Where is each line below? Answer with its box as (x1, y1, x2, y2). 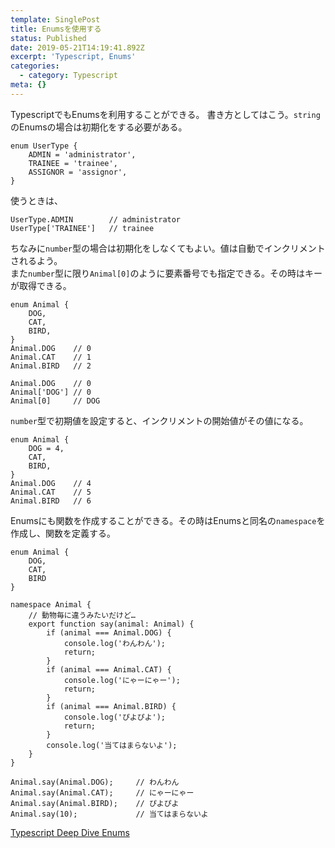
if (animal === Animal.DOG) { (46, 627, 172, 638)
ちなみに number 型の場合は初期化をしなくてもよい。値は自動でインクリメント (10, 242, 326, 254)
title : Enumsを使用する (10, 24, 102, 34)
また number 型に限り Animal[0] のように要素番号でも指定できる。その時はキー (10, 267, 323, 279)
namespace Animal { (10, 599, 92, 610)
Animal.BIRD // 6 (10, 496, 92, 506)
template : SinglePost (10, 14, 101, 25)
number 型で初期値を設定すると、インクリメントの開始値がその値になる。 (10, 414, 309, 426)
